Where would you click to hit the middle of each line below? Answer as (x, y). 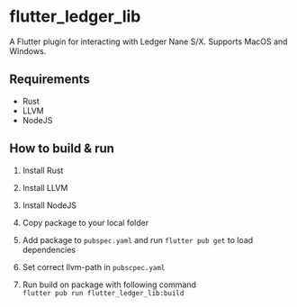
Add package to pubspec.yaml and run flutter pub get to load (138, 239)
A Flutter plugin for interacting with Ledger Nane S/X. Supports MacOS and (148, 41)
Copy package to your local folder (85, 222)
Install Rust (43, 170)
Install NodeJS (49, 205)
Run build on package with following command (109, 284)
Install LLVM (45, 187)
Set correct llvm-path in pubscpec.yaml (94, 266)
